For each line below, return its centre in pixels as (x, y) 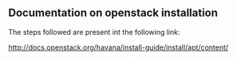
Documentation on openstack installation (113, 13)
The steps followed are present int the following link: (95, 32)
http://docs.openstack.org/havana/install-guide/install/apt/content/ (118, 47)
